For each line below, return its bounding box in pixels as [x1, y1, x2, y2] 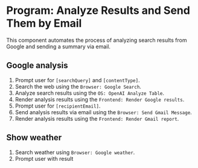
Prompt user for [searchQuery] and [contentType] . [14, 76, 140, 83]
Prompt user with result [14, 155, 74, 162]
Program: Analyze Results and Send [6, 4, 190, 18]
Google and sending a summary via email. [6, 43, 110, 50]
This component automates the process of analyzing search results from [6, 36, 187, 44]
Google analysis [6, 60, 68, 71]
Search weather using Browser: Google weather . [14, 149, 135, 156]
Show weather [6, 132, 62, 143]
